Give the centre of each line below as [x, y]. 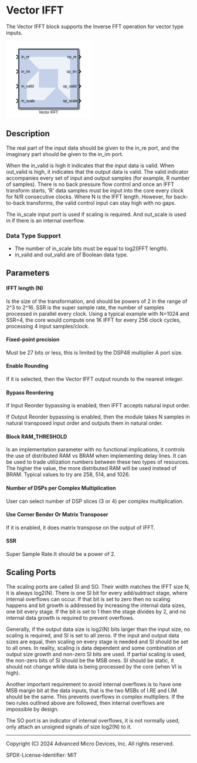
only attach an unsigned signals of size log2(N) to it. [69, 727]
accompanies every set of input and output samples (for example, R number [98, 178]
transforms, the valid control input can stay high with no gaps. [101, 202]
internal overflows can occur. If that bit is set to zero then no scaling [88, 599]
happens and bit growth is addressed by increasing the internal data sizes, [96, 605]
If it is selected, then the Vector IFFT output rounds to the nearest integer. [95, 379]
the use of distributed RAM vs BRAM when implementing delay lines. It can [96, 456]
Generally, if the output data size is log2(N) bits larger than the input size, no [98, 629]
